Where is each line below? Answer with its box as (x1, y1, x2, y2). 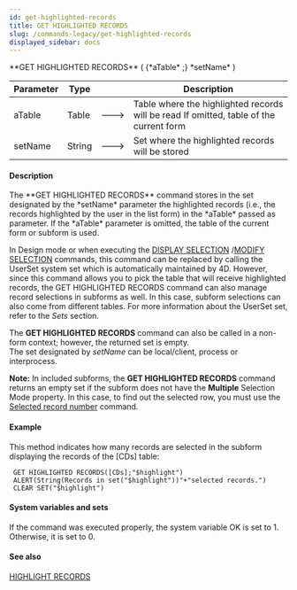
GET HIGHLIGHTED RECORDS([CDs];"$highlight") (12, 468, 184, 477)
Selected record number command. (9, 401, 139, 412)
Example (9, 422, 42, 432)
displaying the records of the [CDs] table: (9, 451, 160, 462)
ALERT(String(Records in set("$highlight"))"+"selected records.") (12, 476, 267, 485)
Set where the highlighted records (133, 135, 275, 147)
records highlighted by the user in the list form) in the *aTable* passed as (9, 209, 276, 220)
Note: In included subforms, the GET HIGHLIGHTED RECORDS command (9, 373, 276, 384)
